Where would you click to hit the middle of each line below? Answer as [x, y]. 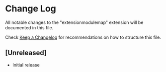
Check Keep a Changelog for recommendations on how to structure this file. [83, 37]
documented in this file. [29, 27]
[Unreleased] [26, 53]
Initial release [26, 65]
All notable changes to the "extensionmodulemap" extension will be [74, 22]
